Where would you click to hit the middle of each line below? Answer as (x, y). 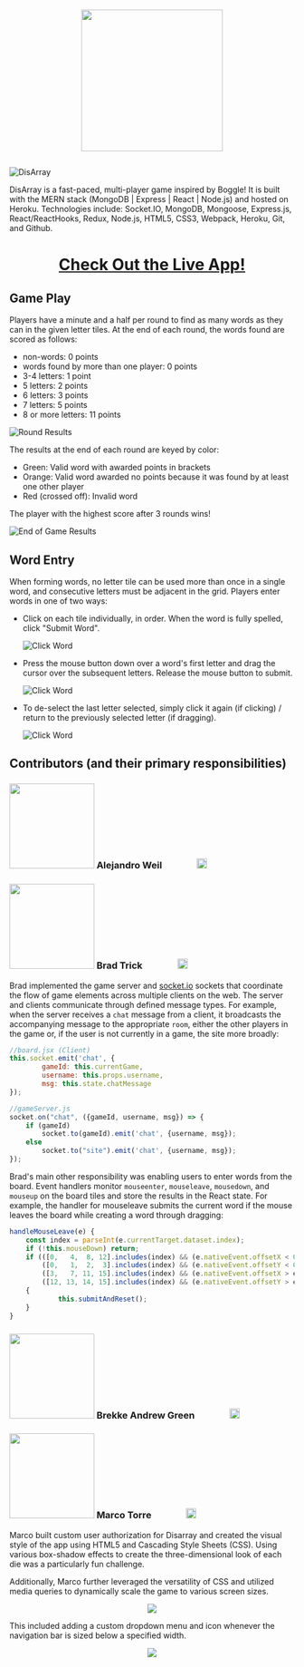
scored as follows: (43, 339)
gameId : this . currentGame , (93, 1067)
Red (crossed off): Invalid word (80, 496)
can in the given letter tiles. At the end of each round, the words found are (147, 330)
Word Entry (42, 560)
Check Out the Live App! (152, 265)
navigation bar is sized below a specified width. (98, 1635)
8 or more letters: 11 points (71, 415)
